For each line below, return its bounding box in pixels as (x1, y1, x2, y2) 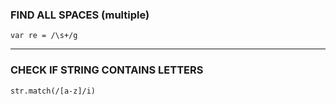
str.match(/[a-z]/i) (10, 86, 97, 96)
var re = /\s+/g (10, 31, 78, 41)
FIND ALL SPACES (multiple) (10, 8, 150, 22)
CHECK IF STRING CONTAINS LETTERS (10, 63, 204, 77)
